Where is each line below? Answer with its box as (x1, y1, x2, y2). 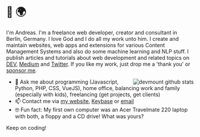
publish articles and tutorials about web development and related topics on (6, 54, 190, 61)
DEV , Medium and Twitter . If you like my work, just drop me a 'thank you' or (6, 60, 190, 68)
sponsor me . (6, 66, 37, 74)
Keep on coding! (6, 124, 46, 131)
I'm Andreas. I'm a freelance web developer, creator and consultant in (6, 28, 177, 36)
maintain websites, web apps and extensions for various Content (6, 42, 165, 49)
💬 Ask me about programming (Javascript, (14, 78, 119, 85)
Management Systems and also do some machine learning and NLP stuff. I (6, 47, 189, 55)
